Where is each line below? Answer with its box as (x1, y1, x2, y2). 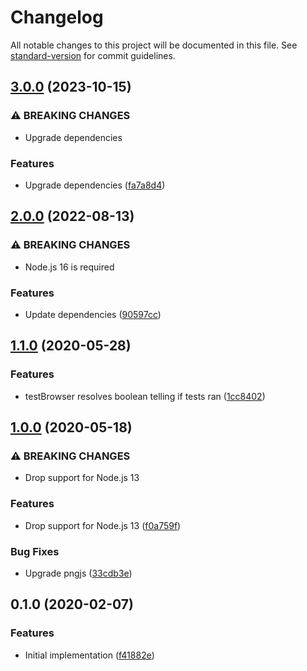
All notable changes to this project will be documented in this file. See (10, 39, 298, 51)
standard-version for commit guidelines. (10, 49, 176, 61)
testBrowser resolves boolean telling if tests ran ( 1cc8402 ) (24, 390, 266, 402)
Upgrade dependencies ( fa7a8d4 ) (24, 179, 166, 191)
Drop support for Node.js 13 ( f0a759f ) (24, 519, 182, 531)
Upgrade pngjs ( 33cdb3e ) (24, 567, 133, 579)
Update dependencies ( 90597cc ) (24, 308, 162, 320)
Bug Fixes (10, 544, 60, 558)
